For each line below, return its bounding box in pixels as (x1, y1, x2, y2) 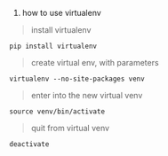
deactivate (9, 140, 50, 149)
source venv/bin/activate (9, 107, 105, 116)
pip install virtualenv (9, 42, 98, 51)
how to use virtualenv (21, 8, 102, 18)
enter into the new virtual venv (30, 90, 143, 100)
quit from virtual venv (30, 123, 109, 133)
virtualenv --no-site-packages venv (9, 74, 145, 83)
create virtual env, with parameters (30, 58, 159, 67)
